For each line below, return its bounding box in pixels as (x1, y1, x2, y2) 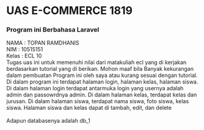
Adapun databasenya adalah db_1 (6, 117, 90, 125)
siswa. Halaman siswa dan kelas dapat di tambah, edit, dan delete (6, 104, 172, 112)
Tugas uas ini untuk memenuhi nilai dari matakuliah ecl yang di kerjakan (6, 59, 187, 66)
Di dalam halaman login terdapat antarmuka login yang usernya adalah (6, 85, 184, 92)
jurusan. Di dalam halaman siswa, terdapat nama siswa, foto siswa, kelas (6, 98, 189, 105)
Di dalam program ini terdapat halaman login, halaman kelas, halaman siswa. (6, 78, 199, 85)
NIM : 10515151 (6, 46, 43, 53)
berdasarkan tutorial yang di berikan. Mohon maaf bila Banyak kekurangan (6, 65, 194, 73)
